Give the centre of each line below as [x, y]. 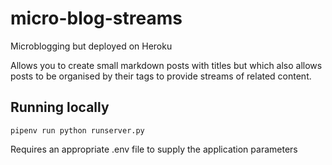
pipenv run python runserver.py [77, 130]
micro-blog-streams [96, 18]
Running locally [60, 107]
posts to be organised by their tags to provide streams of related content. [161, 76]
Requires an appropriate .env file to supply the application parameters [154, 149]
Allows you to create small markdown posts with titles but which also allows [166, 65]
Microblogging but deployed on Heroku [91, 46]
